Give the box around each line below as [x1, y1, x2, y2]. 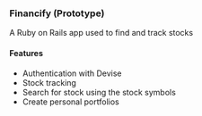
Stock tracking [22, 77, 76, 87]
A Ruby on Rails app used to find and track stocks [9, 28, 194, 38]
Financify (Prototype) [9, 7, 105, 20]
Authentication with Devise [22, 68, 123, 79]
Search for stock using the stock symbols [22, 87, 177, 97]
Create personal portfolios [22, 96, 119, 107]
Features [9, 47, 43, 58]
